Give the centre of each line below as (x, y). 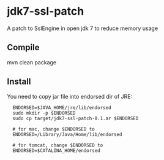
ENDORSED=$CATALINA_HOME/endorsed (56, 150)
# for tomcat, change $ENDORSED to (58, 145)
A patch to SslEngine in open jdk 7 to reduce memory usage (83, 28)
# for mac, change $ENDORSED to (54, 129)
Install (19, 82)
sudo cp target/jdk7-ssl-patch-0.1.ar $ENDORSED (76, 118)
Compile (23, 48)
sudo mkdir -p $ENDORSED (44, 113)
